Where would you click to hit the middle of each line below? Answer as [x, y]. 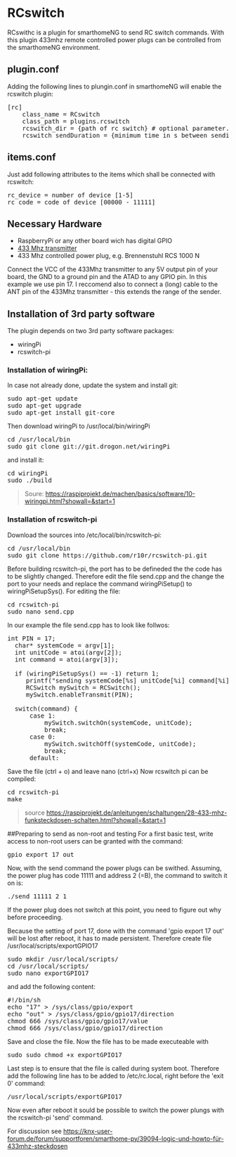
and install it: [26, 460]
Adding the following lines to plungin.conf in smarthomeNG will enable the [114, 86]
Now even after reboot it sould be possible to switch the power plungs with [116, 1110]
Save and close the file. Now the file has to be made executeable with [108, 1041]
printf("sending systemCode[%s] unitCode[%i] [105, 680]
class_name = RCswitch [61, 114]
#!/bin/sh [24, 1000]
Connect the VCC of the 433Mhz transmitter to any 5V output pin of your [113, 269]
